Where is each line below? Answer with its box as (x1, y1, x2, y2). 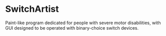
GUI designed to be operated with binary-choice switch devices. (5, 25, 139, 31)
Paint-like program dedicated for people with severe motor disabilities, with (5, 20, 161, 26)
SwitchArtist (5, 3, 59, 15)
